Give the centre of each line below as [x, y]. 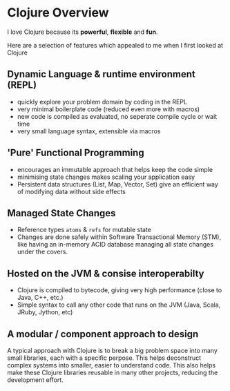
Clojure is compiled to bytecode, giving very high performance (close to [119, 290]
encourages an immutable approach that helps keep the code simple [115, 169]
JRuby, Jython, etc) [45, 312]
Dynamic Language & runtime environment [101, 74]
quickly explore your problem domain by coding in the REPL [102, 102]
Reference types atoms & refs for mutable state [84, 230]
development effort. [35, 380]
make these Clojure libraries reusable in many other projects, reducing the [113, 372]
